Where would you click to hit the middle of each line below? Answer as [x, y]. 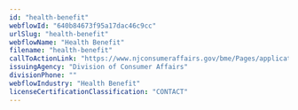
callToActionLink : [43, 59]
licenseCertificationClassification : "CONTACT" [99, 91]
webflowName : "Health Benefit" [67, 42]
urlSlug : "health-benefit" [59, 34]
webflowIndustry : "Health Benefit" [75, 83]
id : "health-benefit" [49, 17]
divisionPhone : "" [43, 75]
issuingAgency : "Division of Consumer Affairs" [99, 67]
